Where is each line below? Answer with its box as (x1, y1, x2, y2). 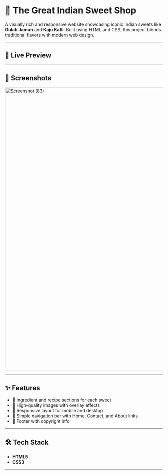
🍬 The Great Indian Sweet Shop (5, 5, 136, 16)
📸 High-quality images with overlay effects (12, 402, 100, 408)
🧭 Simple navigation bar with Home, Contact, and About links (12, 413, 138, 419)
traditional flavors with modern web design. (5, 32, 95, 38)
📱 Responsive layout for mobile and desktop (12, 408, 103, 414)
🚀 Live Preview (5, 51, 52, 60)
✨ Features (5, 384, 40, 392)
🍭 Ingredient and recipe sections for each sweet (12, 397, 111, 403)
